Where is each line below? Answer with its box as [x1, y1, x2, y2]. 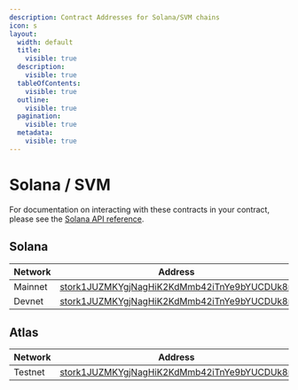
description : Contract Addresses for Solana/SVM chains [9, 12, 220, 22]
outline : [17, 95, 50, 105]
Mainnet [13, 280, 48, 292]
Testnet [13, 366, 46, 378]
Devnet [13, 294, 44, 307]
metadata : [17, 129, 53, 137]
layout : [9, 29, 38, 38]
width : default [17, 37, 74, 47]
